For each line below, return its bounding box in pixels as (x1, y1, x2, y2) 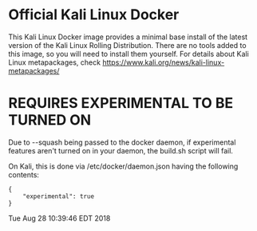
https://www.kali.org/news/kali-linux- (102, 58, 225, 67)
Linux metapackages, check (8, 58, 101, 67)
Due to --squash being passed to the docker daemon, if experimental (8, 137, 236, 147)
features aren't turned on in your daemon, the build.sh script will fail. (8, 145, 234, 155)
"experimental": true (22, 192, 94, 201)
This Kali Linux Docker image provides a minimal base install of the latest (8, 32, 248, 42)
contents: (8, 169, 40, 179)
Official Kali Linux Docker (8, 6, 180, 24)
